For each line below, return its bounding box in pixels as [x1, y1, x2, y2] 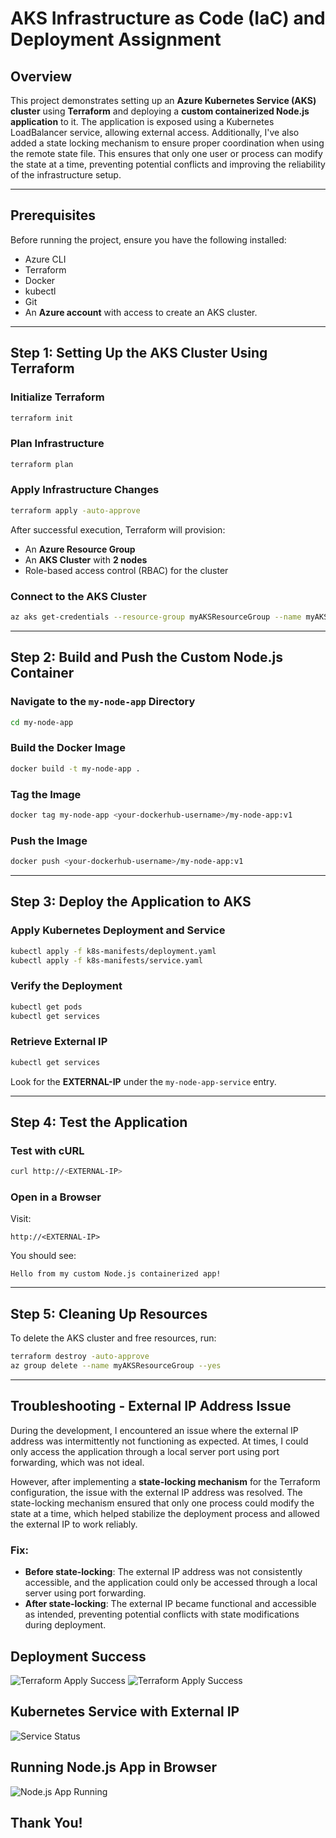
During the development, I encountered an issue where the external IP [10, 1424, 299, 1436]
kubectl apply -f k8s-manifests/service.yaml [10, 955, 203, 966]
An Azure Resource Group [24, 543, 136, 555]
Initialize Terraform [10, 390, 105, 404]
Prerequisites [10, 207, 96, 224]
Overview [10, 68, 73, 85]
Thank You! [10, 1814, 83, 1831]
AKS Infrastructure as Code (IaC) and [10, 7, 326, 30]
